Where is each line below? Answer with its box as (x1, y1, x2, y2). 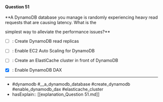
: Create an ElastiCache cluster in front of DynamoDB (12, 58, 118, 64)
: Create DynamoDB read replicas (12, 38, 79, 44)
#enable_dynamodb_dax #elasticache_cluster (12, 87, 103, 92)
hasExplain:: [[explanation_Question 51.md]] (12, 91, 100, 97)
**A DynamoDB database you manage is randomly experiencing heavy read (5, 14, 158, 20)
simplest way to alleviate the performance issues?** (5, 29, 111, 35)
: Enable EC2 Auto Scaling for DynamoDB (12, 48, 95, 54)
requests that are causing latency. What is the (5, 20, 97, 25)
